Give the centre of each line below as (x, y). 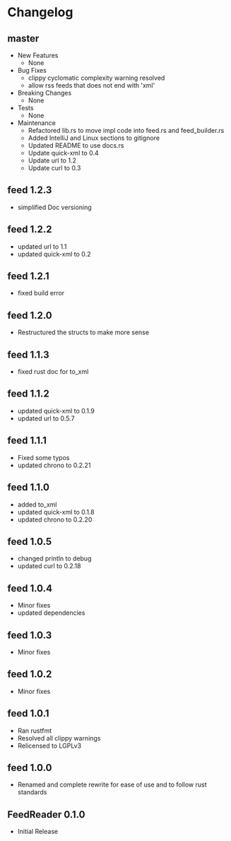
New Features (38, 55)
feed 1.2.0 (30, 315)
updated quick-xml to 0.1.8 (56, 512)
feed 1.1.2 (28, 394)
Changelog (40, 12)
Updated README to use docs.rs (76, 145)
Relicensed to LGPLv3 (49, 746)
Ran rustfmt (35, 730)
